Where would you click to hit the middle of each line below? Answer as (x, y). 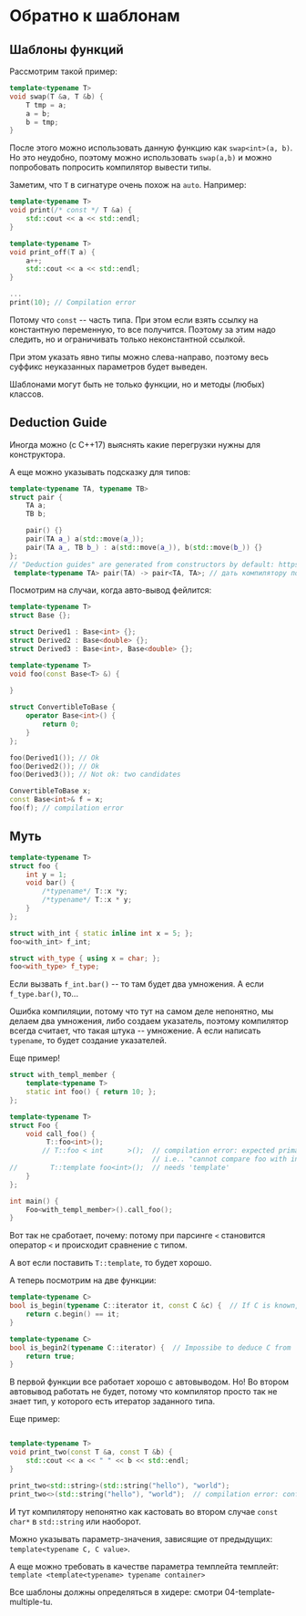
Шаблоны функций (67, 50)
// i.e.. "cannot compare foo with (219, 1159)
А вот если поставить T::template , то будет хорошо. (111, 1263)
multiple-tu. (31, 1601)
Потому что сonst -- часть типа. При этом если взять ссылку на (134, 319)
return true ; (51, 1356)
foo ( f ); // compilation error (67, 808)
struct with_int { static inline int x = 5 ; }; (102, 933)
